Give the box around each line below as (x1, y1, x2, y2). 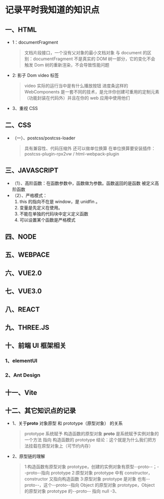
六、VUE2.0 (5, 269, 42, 277)
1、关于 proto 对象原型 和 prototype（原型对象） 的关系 (12, 420, 123, 426)
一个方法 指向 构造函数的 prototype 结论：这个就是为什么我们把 (24, 437, 152, 443)
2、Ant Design (5, 372, 41, 379)
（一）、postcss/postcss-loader (12, 135, 76, 141)
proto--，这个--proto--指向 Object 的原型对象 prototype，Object (24, 482, 155, 488)
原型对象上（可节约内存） (41, 443, 94, 449)
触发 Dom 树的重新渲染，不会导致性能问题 (24, 62, 110, 68)
